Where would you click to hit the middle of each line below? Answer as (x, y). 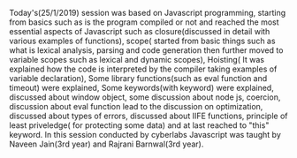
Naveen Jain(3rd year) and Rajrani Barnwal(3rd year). (107, 144)
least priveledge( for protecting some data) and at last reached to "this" (139, 125)
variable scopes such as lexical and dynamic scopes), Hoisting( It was (137, 60)
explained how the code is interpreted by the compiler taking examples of (143, 69)
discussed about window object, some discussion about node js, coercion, (145, 97)
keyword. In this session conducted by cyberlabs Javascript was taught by (145, 135)
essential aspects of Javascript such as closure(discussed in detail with (140, 31)
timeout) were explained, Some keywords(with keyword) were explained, (141, 88)
